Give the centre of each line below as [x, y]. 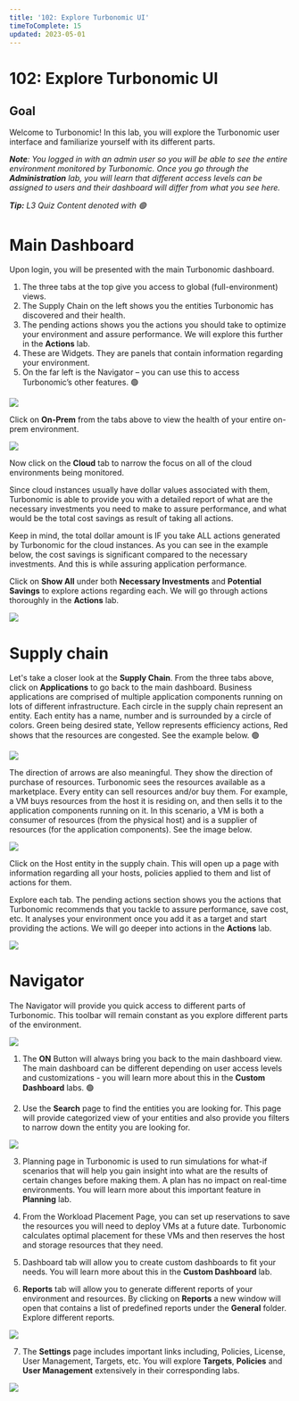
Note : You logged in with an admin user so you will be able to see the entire [149, 159]
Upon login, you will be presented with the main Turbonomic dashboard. [142, 269]
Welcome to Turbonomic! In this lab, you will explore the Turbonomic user [145, 133]
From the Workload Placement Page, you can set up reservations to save [156, 1217]
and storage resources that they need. [92, 1245]
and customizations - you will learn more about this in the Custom [144, 1078]
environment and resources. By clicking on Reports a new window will [151, 1298]
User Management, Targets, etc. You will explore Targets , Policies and [152, 1361]
